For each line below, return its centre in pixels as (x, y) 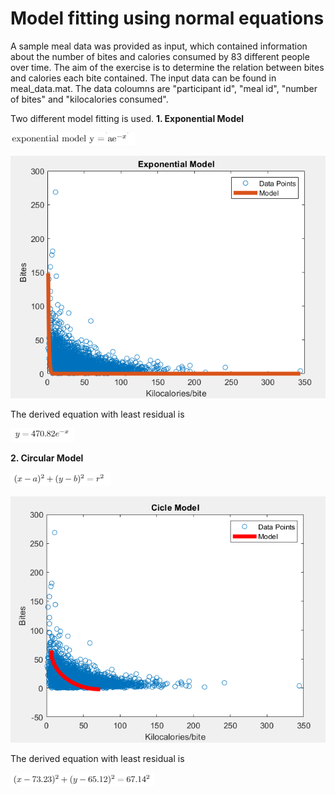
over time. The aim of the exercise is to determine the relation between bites (167, 67)
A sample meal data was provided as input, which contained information (159, 46)
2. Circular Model (47, 458)
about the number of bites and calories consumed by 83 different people (160, 56)
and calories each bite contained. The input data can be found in (143, 78)
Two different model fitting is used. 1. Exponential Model (127, 118)
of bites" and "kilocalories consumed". (89, 99)
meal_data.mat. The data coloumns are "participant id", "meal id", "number (164, 88)
